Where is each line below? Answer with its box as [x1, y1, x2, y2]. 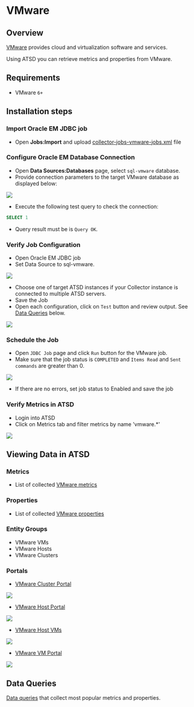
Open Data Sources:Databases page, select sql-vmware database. [14, 167, 181, 174]
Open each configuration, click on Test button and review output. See [14, 302, 188, 310]
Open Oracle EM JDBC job [14, 254, 81, 261]
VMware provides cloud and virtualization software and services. [6, 43, 167, 51]
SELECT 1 [6, 214, 28, 220]
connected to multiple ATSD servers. [14, 290, 107, 297]
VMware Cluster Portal [14, 580, 72, 587]
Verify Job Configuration [6, 240, 81, 249]
